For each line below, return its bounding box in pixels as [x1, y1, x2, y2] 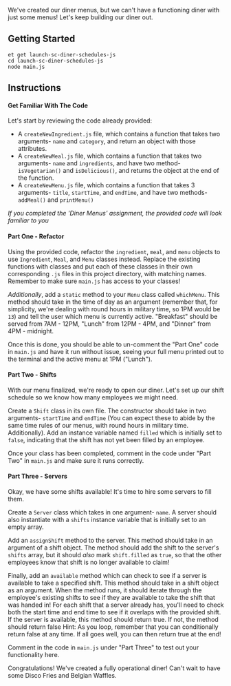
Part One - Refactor [8, 232, 65, 240]
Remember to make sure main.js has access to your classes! [8, 277, 181, 285]
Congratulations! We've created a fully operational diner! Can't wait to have [8, 664, 221, 672]
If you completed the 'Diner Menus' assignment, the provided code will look [8, 209, 223, 218]
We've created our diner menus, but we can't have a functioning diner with [8, 6, 220, 14]
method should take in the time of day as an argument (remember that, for [8, 298, 218, 306]
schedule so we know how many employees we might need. [8, 393, 178, 402]
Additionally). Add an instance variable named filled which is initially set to [8, 428, 223, 437]
